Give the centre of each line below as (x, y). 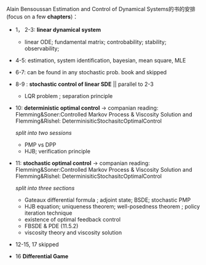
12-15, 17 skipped (37, 244)
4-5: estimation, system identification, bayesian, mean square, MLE (101, 60)
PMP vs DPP (40, 145)
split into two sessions (43, 133)
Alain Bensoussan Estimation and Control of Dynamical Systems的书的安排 (101, 9)
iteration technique (48, 213)
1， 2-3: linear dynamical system (58, 30)
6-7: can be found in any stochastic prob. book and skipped (91, 72)
